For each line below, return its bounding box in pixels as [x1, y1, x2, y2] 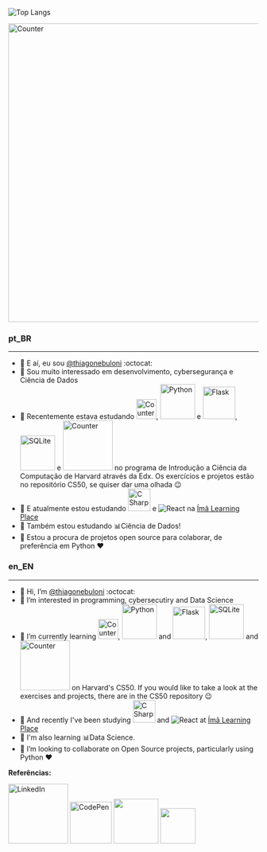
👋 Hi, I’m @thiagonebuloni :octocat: [19, 586, 136, 596]
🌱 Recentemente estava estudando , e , [19, 412, 238, 421]
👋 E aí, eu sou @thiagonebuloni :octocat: [19, 358, 153, 368]
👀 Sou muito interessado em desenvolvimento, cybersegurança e [19, 367, 234, 377]
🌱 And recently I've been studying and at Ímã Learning [19, 715, 251, 725]
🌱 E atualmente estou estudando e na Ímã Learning [19, 504, 240, 514]
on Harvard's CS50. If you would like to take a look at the [71, 682, 258, 692]
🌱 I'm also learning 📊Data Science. [19, 733, 136, 742]
